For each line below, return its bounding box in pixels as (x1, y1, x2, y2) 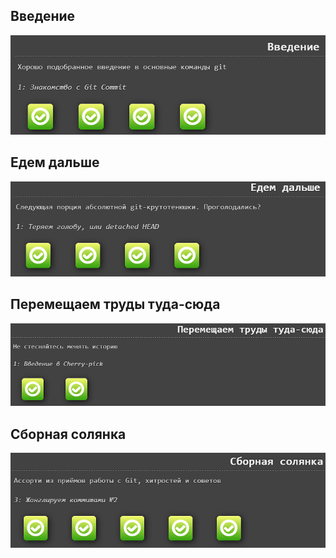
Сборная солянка (10, 425, 127, 443)
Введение (10, 8, 76, 25)
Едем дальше (10, 154, 100, 171)
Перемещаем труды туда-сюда (10, 296, 221, 313)
